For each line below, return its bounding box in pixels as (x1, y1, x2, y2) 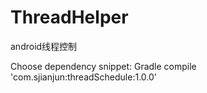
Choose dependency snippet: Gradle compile (10, 60, 197, 72)
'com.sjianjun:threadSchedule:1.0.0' (10, 71, 158, 83)
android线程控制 (10, 40, 78, 52)
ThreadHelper (10, 6, 129, 29)
